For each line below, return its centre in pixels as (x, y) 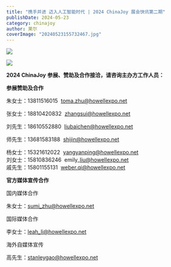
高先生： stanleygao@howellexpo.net (52, 257)
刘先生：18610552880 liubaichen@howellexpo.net (70, 127)
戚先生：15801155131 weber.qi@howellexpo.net (66, 168)
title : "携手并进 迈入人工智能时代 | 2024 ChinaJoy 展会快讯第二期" (86, 12)
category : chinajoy (31, 23)
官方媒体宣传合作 (28, 180)
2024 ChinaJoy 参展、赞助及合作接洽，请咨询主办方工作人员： (85, 75)
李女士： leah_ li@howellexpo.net (46, 232)
